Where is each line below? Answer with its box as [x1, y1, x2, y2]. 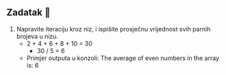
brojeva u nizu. [16, 32, 59, 40]
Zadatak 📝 [6, 7, 51, 18]
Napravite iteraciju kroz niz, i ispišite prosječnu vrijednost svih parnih [16, 25, 211, 33]
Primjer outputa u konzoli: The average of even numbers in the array [26, 54, 220, 62]
